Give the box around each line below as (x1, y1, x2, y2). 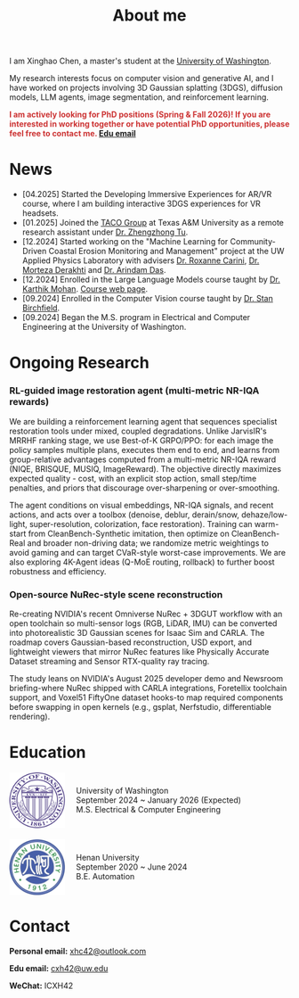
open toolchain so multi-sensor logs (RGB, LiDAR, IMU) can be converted (9, 617, 278, 629)
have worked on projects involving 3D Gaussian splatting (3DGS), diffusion (9, 82, 283, 94)
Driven (21, 246, 47, 257)
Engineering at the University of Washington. (21, 322, 187, 333)
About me (112, 5, 187, 26)
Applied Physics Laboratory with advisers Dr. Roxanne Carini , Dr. (21, 255, 260, 266)
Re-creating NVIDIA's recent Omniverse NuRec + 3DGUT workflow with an (9, 608, 283, 619)
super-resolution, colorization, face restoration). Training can (29, 518, 253, 529)
